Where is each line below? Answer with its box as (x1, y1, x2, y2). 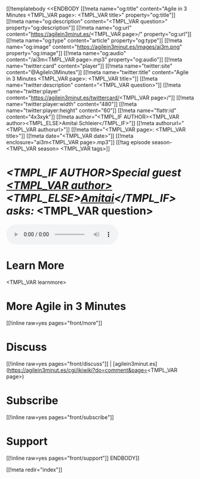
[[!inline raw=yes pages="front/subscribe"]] (6, 413, 115, 421)
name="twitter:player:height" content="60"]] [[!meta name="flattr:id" (6, 107, 177, 114)
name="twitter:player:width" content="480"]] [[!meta (6, 101, 137, 107)
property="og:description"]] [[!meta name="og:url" (6, 24, 132, 31)
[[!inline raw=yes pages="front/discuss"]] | (6, 360, 112, 367)
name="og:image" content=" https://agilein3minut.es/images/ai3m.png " (6, 43, 183, 50)
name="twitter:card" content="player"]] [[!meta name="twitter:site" (6, 62, 173, 69)
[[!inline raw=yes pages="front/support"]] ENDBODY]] (6, 454, 140, 462)
